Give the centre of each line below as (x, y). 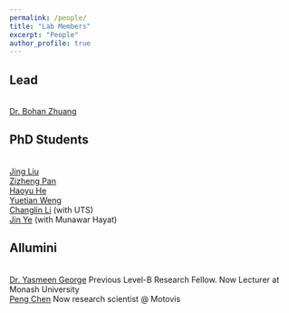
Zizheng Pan (33, 181)
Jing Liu (24, 171)
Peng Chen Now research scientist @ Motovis (95, 298)
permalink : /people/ (48, 18)
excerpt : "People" (44, 34)
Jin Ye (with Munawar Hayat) (63, 220)
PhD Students (49, 140)
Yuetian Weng (35, 200)
